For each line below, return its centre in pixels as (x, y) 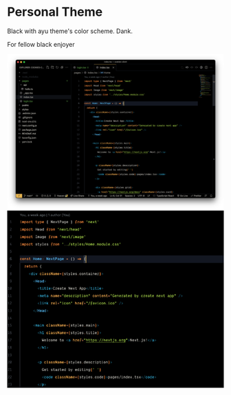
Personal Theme (55, 12)
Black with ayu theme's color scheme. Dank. (70, 31)
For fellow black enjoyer (41, 44)
